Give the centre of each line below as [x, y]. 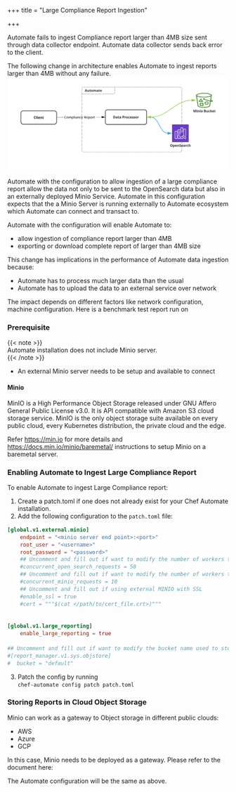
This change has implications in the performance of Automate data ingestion [118, 260]
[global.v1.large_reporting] [50, 626]
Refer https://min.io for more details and [65, 439]
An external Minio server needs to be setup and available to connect [116, 371]
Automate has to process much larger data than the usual [100, 281]
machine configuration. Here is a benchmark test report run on [98, 309]
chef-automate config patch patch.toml [76, 684]
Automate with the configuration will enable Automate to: [90, 225]
